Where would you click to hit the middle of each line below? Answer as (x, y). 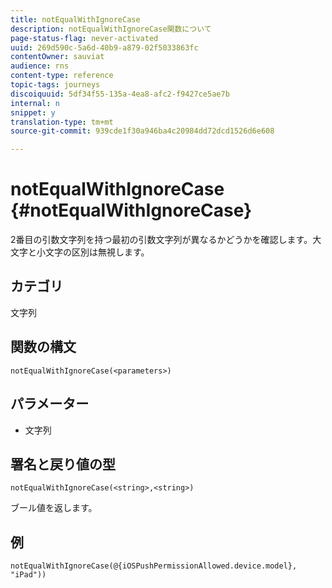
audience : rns (40, 66)
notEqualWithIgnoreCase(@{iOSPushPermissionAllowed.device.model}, (154, 566)
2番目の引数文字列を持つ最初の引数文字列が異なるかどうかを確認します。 (161, 240)
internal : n (35, 103)
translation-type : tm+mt (62, 122)
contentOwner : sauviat (57, 57)
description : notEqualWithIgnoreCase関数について (111, 29)
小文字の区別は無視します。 (93, 252)
